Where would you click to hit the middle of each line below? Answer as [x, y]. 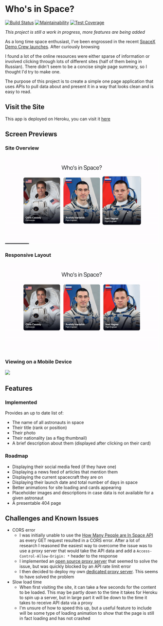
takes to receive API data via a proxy [56, 603]
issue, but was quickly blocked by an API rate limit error [75, 566]
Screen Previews [31, 134]
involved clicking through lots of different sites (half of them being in [73, 61]
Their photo [24, 433]
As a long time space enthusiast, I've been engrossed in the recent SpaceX [80, 41]
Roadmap [17, 456]
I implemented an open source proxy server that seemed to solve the [89, 561]
